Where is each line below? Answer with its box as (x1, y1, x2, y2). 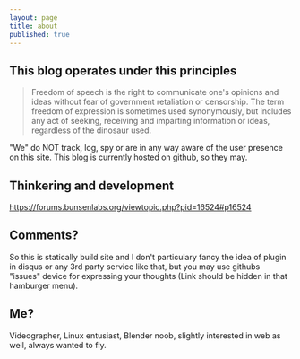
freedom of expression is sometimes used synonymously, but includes (30, 106, 292, 117)
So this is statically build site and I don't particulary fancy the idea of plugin (9, 251, 287, 262)
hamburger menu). (9, 280, 79, 291)
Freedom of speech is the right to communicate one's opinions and (30, 87, 279, 98)
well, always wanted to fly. (9, 339, 107, 350)
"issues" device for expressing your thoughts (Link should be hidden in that (9, 270, 288, 281)
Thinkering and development (9, 178, 175, 193)
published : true (9, 30, 70, 39)
